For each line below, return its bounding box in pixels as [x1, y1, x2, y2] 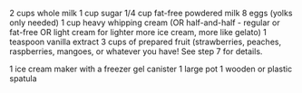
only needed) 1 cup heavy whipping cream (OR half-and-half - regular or [9, 17, 280, 28]
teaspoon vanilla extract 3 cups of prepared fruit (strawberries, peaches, [9, 36, 282, 47]
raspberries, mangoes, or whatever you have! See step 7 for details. [9, 46, 263, 57]
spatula [9, 73, 38, 84]
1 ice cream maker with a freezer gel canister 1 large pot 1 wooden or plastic [9, 63, 293, 74]
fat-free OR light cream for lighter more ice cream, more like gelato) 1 [9, 27, 268, 37]
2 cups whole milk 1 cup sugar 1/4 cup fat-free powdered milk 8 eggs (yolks [9, 8, 293, 18]
